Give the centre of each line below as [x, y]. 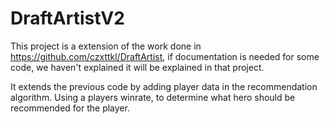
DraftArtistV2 [67, 18]
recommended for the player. [70, 108]
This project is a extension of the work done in [106, 46]
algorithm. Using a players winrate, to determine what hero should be [153, 97]
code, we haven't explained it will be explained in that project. [137, 67]
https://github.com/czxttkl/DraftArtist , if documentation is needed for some [165, 56]
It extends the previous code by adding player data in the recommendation [164, 86]
